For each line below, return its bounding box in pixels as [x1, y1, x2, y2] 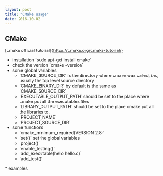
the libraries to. [19, 109, 50, 115]
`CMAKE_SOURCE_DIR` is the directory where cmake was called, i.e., [19, 73, 159, 78]
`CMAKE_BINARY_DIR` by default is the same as [19, 83, 116, 89]
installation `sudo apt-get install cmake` [12, 57, 92, 63]
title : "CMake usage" [5, 12, 49, 17]
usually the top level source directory [19, 78, 94, 84]
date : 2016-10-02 [5, 16, 41, 21]
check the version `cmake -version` [12, 62, 84, 68]
